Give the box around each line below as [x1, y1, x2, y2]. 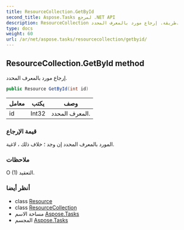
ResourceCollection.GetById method [6, 58, 145, 69]
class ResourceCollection [14, 204, 77, 211]
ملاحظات [6, 156, 30, 164]
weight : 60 [6, 31, 33, 37]
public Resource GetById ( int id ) [6, 86, 89, 92]
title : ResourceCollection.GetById [6, 8, 94, 15]
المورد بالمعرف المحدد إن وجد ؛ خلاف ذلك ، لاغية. [6, 141, 115, 148]
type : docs [6, 25, 33, 32]
